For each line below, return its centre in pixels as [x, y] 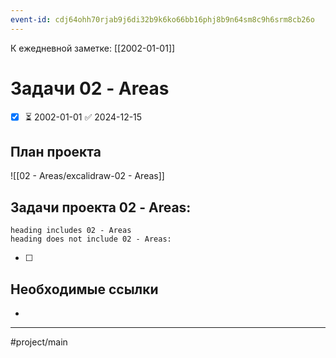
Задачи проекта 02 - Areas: [101, 207]
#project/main [39, 342]
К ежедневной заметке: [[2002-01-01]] [93, 48]
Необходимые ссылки [84, 289]
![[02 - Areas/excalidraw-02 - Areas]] [87, 176]
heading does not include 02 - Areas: [91, 239]
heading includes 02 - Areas [71, 231]
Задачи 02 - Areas [90, 88]
